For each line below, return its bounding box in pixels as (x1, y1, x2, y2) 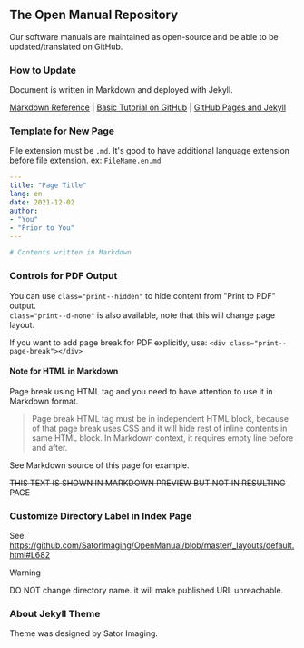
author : (9, 206, 39, 215)
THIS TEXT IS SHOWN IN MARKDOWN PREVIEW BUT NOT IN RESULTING (9, 477, 286, 488)
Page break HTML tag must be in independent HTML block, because (31, 413, 289, 424)
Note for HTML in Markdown (9, 365, 119, 376)
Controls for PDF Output (9, 270, 118, 283)
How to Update (9, 64, 77, 76)
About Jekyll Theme (9, 608, 101, 620)
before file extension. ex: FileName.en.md (9, 155, 162, 166)
